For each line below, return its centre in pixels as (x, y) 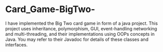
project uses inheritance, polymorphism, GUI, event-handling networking (81, 28)
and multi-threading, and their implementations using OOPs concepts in (80, 34)
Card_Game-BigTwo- (50, 9)
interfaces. (16, 44)
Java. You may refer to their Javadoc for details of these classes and (77, 39)
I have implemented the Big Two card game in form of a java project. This (81, 23)
